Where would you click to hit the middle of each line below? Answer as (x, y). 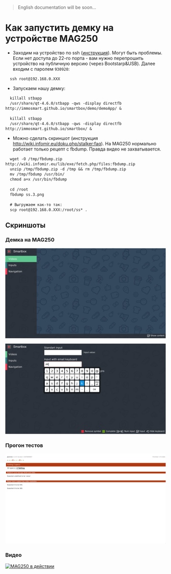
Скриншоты (25, 225)
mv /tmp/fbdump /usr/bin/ (37, 174)
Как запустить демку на (60, 28)
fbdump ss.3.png (27, 194)
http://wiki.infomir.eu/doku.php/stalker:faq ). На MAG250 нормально (84, 143)
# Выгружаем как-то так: (36, 205)
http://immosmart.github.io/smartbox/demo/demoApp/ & (64, 108)
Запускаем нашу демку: (39, 88)
